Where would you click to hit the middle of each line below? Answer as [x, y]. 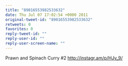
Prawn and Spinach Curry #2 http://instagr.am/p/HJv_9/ [64, 58]
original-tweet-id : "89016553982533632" [49, 19]
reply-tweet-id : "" [26, 34]
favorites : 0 [19, 29]
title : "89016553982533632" [35, 10]
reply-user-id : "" [25, 39]
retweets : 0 [18, 24]
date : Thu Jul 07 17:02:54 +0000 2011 [47, 15]
